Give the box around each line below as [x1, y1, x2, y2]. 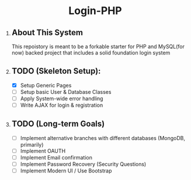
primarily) [20, 141, 44, 148]
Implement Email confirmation [20, 154, 92, 161]
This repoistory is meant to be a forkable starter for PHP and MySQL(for [11, 43, 185, 50]
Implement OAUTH [20, 147, 66, 154]
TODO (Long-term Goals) [11, 119, 105, 129]
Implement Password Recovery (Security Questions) [20, 161, 147, 168]
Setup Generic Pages [20, 81, 72, 89]
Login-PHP [68, 4, 122, 18]
